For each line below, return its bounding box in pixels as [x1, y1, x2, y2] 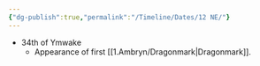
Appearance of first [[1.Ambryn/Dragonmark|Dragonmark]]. [34, 46, 251, 57]
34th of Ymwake [20, 37, 81, 48]
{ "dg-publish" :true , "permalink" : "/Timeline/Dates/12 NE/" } [8, 12, 231, 22]
